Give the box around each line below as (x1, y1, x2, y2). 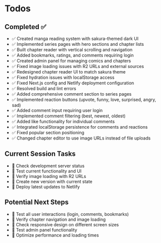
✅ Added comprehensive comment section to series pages (11, 91, 131, 97)
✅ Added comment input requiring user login (11, 107, 103, 113)
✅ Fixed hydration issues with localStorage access (11, 74, 115, 80)
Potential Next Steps (4, 198, 69, 207)
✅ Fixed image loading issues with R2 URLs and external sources (11, 64, 144, 69)
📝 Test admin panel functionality (11, 227, 77, 233)
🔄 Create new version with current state (11, 178, 93, 184)
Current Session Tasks (4, 150, 76, 158)
